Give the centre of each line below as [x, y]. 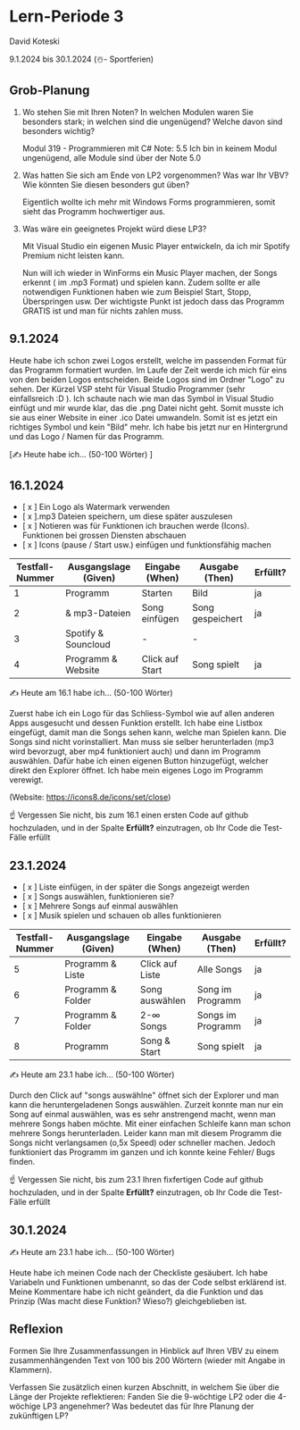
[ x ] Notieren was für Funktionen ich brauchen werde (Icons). [136, 526]
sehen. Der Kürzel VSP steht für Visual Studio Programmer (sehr [127, 389]
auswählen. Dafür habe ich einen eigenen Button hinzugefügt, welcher [139, 761]
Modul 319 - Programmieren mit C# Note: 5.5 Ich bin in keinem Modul [150, 148]
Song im [214, 990]
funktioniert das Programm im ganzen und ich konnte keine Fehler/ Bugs [142, 1152]
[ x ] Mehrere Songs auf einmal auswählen [100, 906]
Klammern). [31, 1369]
